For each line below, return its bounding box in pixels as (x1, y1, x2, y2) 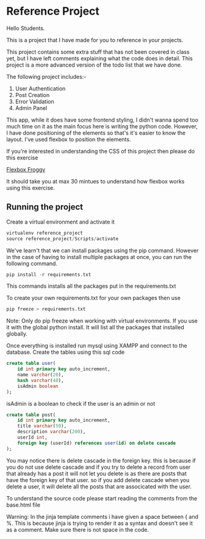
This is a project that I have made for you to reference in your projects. (6, 36, 184, 43)
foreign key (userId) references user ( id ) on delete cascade (17, 440, 176, 446)
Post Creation (15, 91, 50, 98)
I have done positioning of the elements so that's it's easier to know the (6, 129, 186, 136)
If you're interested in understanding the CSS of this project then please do (6, 147, 195, 155)
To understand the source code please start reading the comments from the (6, 494, 198, 502)
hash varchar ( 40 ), (17, 377, 64, 383)
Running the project (6, 202, 84, 212)
